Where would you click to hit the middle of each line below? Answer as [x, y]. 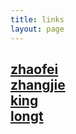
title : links [37, 19]
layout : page [37, 29]
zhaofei [34, 69]
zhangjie [38, 84]
